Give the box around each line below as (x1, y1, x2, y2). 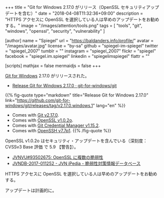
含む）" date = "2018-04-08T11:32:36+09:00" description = (22, 10, 143, 16)
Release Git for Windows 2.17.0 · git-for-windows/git (12, 83, 117, 88)
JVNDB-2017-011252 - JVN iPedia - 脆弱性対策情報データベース (12, 161, 141, 166)
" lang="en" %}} (93, 102, 126, 108)
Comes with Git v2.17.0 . (12, 112, 59, 118)
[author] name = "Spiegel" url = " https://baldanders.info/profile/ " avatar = (5, 38, 154, 43)
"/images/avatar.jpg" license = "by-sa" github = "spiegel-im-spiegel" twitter (5, 43, 158, 49)
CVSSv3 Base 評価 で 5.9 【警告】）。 (5, 144, 79, 149)
